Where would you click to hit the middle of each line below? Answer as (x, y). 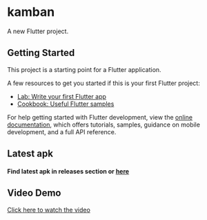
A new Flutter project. (38, 31)
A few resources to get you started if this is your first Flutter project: (103, 83)
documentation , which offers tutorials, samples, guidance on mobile (103, 125)
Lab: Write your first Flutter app (62, 96)
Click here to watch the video (49, 210)
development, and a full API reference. (62, 131)
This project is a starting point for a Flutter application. (84, 69)
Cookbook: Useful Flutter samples (66, 104)
